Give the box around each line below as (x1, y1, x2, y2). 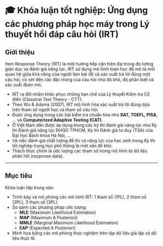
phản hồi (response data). (12, 153, 64, 159)
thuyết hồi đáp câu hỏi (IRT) (5, 29, 119, 40)
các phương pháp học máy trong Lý (5, 18, 149, 30)
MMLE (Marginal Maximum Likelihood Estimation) (19, 220, 119, 226)
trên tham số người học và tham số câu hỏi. (12, 107, 99, 113)
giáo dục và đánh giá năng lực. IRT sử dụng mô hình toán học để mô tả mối (5, 66, 155, 72)
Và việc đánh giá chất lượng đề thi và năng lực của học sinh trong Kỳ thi (12, 138, 156, 143)
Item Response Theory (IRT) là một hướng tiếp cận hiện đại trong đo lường (5, 61, 154, 66)
